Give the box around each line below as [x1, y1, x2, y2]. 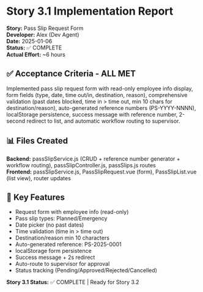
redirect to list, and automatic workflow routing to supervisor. [26, 117, 180, 125]
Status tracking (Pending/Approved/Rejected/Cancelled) [15, 267, 158, 274]
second [6, 117, 26, 125]
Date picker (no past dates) [15, 221, 84, 228]
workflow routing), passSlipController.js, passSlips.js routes [6, 161, 156, 169]
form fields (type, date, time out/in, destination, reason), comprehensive [6, 91, 188, 98]
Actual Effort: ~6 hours [6, 51, 66, 58]
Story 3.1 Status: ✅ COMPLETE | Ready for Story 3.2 [6, 279, 139, 286]
